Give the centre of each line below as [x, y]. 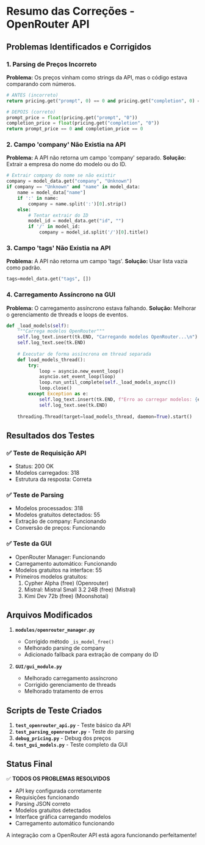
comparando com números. [41, 84]
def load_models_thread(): [52, 360]
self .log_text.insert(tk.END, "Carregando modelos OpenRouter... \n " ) [108, 337]
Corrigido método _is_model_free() [69, 642]
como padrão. [24, 268]
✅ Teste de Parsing [35, 495]
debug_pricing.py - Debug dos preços [63, 738]
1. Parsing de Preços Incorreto [52, 64]
